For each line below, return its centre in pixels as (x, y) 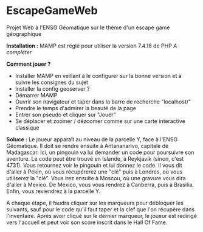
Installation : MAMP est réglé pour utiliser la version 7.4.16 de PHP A (92, 46)
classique (27, 127)
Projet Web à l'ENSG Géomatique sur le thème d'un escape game (88, 27)
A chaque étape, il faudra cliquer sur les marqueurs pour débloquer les (95, 203)
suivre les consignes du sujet (52, 82)
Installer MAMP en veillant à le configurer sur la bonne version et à (98, 76)
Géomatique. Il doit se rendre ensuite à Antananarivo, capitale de (88, 146)
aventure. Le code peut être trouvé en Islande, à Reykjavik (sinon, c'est (95, 158)
